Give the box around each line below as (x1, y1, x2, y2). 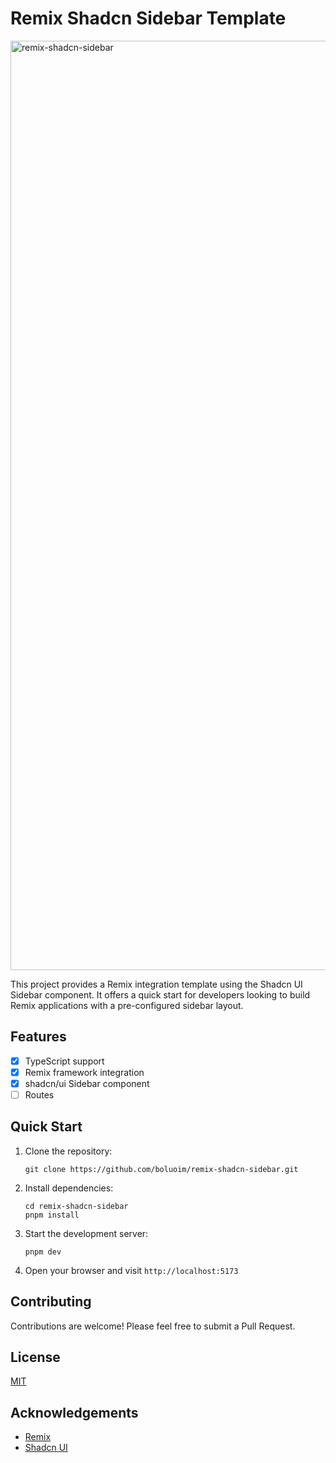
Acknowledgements (10, 1404, 139, 1421)
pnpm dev (24, 1247, 62, 1257)
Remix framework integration (24, 1066, 145, 1078)
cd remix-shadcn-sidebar (24, 1201, 129, 1211)
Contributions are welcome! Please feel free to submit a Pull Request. (10, 1320, 296, 1332)
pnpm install (24, 1210, 80, 1220)
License (10, 1349, 61, 1366)
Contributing (10, 1293, 92, 1311)
